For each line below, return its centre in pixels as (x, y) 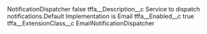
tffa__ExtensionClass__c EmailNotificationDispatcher (81, 23)
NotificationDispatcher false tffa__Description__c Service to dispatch (104, 9)
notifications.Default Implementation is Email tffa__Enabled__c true (100, 16)
